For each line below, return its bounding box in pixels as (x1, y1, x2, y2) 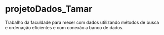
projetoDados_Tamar (5, 3, 92, 15)
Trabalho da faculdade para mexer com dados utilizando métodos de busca (5, 19, 159, 25)
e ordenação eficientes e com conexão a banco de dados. (5, 24, 123, 30)
